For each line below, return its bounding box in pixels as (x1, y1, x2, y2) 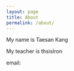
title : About (6, 14, 39, 20)
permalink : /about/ (6, 20, 55, 26)
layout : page (6, 8, 39, 15)
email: (6, 59, 21, 66)
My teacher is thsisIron (6, 48, 63, 55)
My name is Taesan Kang (6, 36, 69, 44)
